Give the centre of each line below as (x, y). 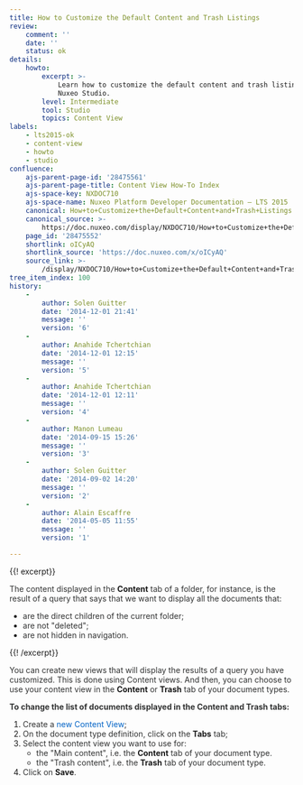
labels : (24, 127)
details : (26, 60)
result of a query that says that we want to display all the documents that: (146, 598)
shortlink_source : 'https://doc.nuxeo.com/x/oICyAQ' (127, 253)
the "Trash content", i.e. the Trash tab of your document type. (151, 762)
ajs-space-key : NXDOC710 (72, 194)
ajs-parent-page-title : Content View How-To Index (123, 186)
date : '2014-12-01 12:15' (91, 353)
